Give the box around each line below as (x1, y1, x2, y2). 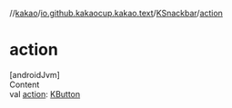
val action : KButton (9, 88, 81, 99)
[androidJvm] (9, 69, 61, 80)
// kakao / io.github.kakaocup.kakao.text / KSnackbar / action (9, 8, 223, 18)
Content (9, 79, 40, 90)
